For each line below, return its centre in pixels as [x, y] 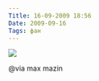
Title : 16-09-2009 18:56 [50, 16]
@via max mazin [35, 68]
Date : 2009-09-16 [37, 23]
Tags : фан [25, 30]
